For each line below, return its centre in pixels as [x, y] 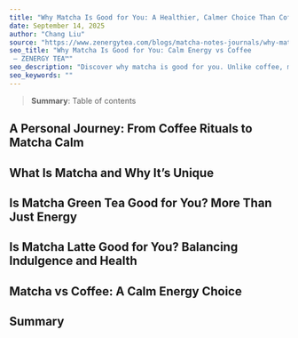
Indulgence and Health [73, 261]
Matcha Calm [47, 143]
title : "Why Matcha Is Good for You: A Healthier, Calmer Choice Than [142, 17]
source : [24, 42]
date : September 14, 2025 [57, 26]
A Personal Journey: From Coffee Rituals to [131, 129]
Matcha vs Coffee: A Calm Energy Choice [125, 291]
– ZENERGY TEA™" [43, 59]
